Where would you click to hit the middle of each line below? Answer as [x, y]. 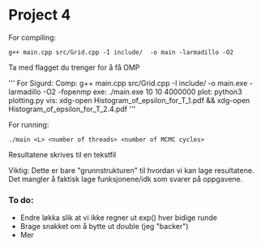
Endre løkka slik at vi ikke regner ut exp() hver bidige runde [118, 218]
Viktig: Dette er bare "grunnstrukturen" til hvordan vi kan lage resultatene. [131, 170]
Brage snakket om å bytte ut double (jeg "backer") [104, 227]
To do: [21, 200]
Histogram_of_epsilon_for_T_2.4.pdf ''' [72, 109]
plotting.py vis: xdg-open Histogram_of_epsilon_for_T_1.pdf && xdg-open [129, 100]
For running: [29, 124]
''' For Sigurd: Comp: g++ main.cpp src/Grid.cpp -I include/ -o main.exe [128, 83]
